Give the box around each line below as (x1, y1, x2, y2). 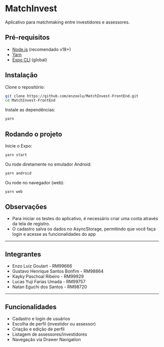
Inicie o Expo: (5, 143, 33, 149)
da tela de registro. (12, 221, 50, 227)
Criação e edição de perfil (12, 326, 65, 332)
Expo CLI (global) (12, 57, 47, 63)
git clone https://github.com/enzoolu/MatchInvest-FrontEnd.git (5, 94, 139, 99)
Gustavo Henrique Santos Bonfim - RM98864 (12, 268, 104, 274)
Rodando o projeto (5, 130, 62, 138)
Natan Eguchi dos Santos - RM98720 (12, 284, 87, 290)
